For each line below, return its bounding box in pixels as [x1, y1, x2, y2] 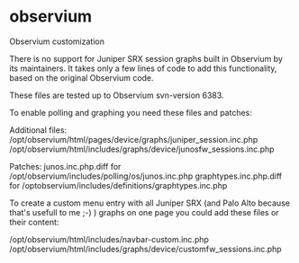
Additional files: [9, 124, 68, 136]
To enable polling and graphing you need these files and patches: [9, 107, 252, 118]
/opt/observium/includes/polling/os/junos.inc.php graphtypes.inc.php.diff [9, 171, 283, 181]
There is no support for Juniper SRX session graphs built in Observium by [9, 53, 284, 64]
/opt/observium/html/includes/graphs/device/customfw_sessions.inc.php [9, 243, 282, 254]
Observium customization [9, 36, 105, 47]
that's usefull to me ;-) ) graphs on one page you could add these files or [9, 206, 279, 217]
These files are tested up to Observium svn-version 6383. [9, 90, 224, 101]
